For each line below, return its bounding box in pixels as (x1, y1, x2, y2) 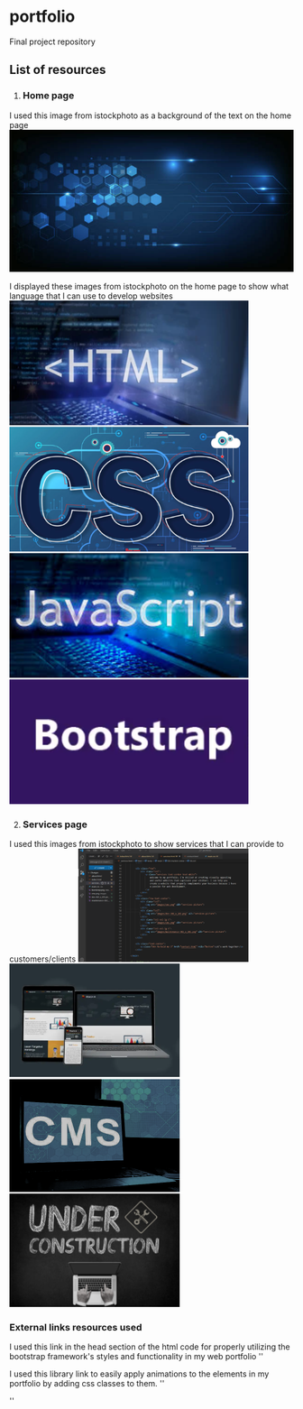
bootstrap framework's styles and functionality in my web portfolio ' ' (9, 1351, 264, 1362)
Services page (22, 818, 87, 831)
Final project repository (9, 36, 96, 47)
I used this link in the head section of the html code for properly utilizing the (9, 1341, 290, 1352)
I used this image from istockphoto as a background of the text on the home (9, 110, 291, 121)
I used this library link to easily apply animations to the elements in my (9, 1368, 270, 1379)
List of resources (9, 62, 106, 78)
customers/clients (9, 953, 77, 964)
